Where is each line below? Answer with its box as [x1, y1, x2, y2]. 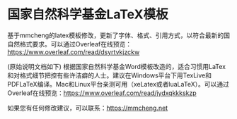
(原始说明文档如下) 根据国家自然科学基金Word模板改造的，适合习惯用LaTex [7, 62, 226, 70]
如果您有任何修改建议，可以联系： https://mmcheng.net [7, 104, 168, 112]
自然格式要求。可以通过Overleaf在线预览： [7, 39, 132, 48]
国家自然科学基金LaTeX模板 [7, 6, 168, 23]
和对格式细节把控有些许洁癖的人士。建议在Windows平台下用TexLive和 [7, 71, 212, 80]
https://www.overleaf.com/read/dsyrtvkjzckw [7, 47, 140, 56]
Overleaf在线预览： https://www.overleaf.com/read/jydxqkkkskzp [7, 89, 197, 97]
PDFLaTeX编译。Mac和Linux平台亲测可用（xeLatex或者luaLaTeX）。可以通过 [7, 80, 230, 88]
